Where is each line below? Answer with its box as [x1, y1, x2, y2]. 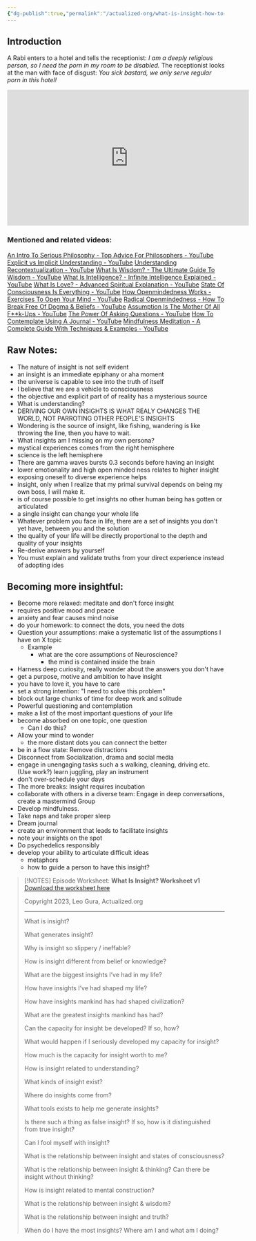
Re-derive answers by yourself [17, 546, 105, 555]
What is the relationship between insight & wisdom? [23, 1200, 171, 1208]
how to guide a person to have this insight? [27, 863, 150, 872]
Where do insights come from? [23, 1091, 112, 1099]
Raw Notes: [7, 345, 58, 356]
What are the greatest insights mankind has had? [23, 1011, 164, 1019]
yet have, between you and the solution [17, 524, 130, 532]
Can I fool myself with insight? [23, 1139, 110, 1147]
